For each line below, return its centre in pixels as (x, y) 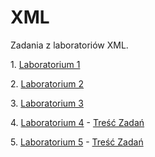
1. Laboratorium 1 (45, 64)
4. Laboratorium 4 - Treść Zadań (77, 122)
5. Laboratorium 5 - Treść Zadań (77, 142)
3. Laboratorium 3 (47, 103)
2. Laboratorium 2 (47, 83)
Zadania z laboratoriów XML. (69, 45)
